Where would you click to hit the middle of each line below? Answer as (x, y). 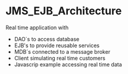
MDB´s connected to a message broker (62, 51)
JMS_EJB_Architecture (64, 11)
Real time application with (37, 27)
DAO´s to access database (47, 39)
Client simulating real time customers (60, 58)
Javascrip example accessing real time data (68, 64)
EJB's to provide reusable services (57, 45)
